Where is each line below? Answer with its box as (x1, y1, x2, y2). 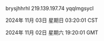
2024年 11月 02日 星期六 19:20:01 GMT (5, 29, 99, 36)
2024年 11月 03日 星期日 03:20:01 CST (5, 17, 98, 24)
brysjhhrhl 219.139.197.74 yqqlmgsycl (5, 5, 94, 12)
